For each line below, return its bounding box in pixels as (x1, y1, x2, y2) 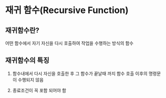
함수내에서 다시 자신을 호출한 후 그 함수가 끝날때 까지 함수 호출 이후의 (12, 70, 148, 76)
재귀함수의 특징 (5, 56, 50, 65)
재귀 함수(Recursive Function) (5, 4, 129, 16)
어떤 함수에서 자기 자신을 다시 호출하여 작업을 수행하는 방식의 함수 (5, 40, 134, 46)
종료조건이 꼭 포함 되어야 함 (12, 87, 67, 93)
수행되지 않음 (18, 76, 44, 82)
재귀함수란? (5, 26, 40, 34)
